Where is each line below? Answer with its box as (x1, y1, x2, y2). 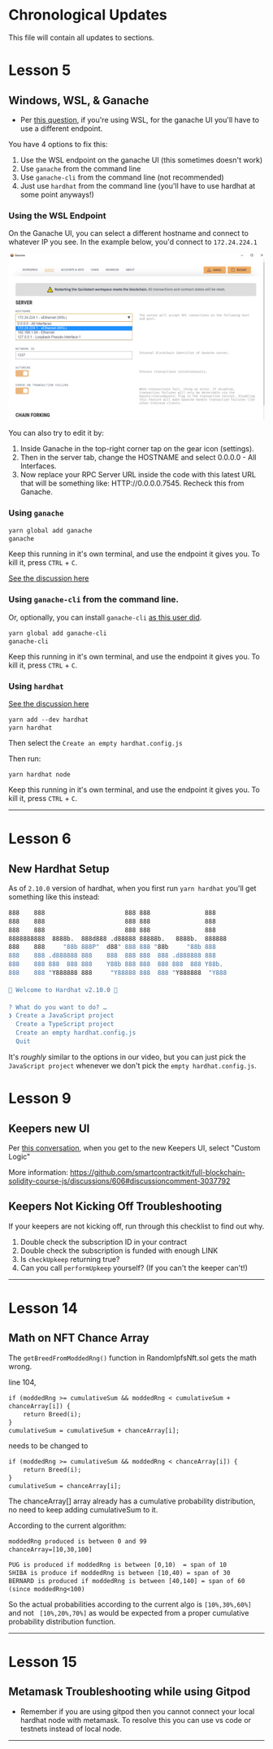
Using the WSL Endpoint (8, 210, 106, 221)
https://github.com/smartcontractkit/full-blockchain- (70, 1167, 245, 1177)
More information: (8, 1167, 69, 1177)
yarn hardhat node (8, 770, 71, 778)
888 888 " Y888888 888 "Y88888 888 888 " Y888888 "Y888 (8, 969, 227, 977)
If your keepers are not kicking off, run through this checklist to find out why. (8, 1221, 265, 1231)
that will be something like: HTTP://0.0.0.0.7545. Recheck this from (19, 478, 245, 489)
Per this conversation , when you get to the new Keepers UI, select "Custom (8, 1142, 261, 1152)
